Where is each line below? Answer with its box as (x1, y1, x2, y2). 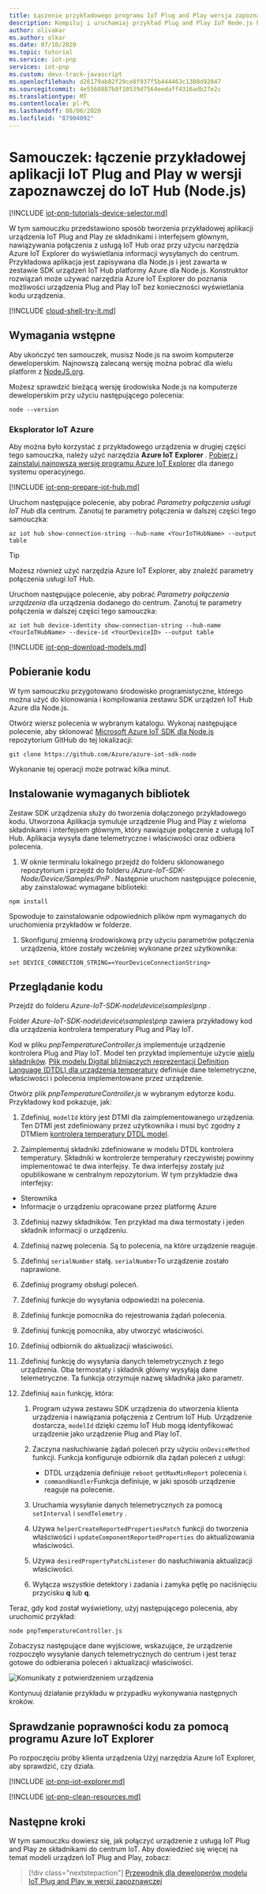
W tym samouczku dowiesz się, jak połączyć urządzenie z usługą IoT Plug (9, 1836, 250, 1845)
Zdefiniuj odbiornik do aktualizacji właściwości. (20, 1341, 174, 1351)
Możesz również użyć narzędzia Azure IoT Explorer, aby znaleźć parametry (9, 566, 254, 575)
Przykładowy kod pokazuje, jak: (9, 1098, 113, 1107)
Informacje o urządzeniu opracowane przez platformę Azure (20, 1202, 217, 1211)
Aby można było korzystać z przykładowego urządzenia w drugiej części (9, 442, 246, 451)
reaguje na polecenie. (43, 1485, 115, 1494)
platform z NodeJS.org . (9, 367, 85, 376)
